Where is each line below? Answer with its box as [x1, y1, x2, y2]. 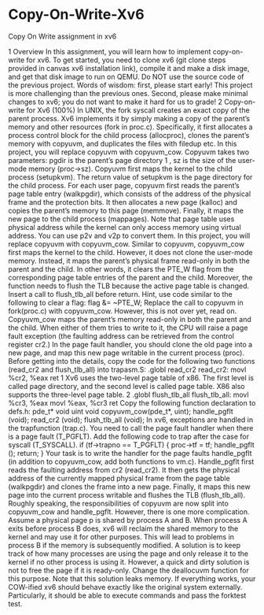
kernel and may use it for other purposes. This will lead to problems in [8, 532, 234, 541]
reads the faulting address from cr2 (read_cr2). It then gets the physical [8, 465, 240, 474]
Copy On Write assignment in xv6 [8, 31, 117, 41]
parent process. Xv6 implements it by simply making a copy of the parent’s [8, 113, 251, 123]
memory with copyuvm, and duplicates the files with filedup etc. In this [8, 139, 237, 148]
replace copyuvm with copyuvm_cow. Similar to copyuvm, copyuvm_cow [8, 239, 245, 249]
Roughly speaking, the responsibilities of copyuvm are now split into [8, 498, 229, 508]
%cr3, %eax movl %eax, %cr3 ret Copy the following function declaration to [8, 398, 256, 407]
